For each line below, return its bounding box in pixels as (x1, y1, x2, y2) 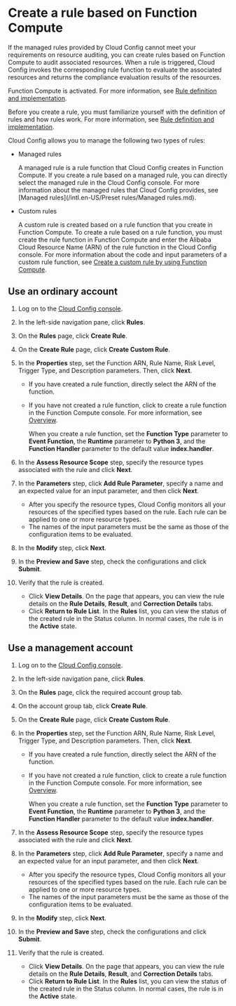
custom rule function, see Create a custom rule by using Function (18, 258, 207, 266)
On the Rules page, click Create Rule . (18, 332, 128, 340)
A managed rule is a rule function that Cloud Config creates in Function (18, 163, 223, 171)
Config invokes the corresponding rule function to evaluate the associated (8, 65, 222, 74)
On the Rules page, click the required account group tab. (18, 688, 183, 696)
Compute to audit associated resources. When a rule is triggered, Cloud (8, 58, 216, 66)
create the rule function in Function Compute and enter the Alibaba (18, 235, 212, 244)
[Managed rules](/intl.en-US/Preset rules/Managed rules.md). (18, 193, 197, 202)
